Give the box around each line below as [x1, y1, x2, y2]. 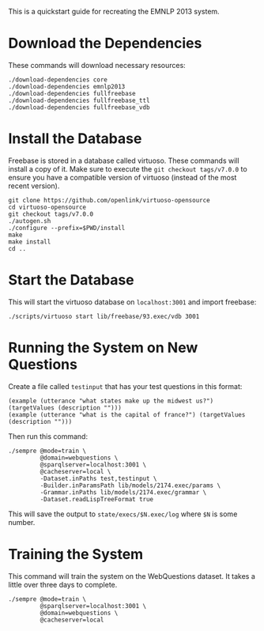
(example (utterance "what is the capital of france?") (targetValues [8, 410, 246, 418]
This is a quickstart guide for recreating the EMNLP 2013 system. [8, 7, 220, 16]
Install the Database [8, 130, 142, 148]
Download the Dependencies [8, 35, 202, 52]
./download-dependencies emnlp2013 [8, 82, 126, 90]
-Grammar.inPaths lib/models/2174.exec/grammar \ [40, 488, 207, 497]
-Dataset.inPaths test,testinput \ [40, 474, 157, 482]
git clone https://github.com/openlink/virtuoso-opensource [8, 196, 211, 204]
